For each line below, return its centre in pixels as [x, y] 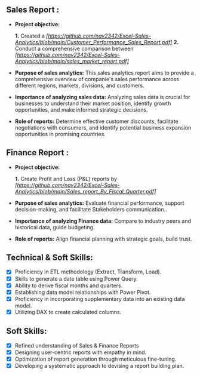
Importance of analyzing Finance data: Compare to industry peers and [103, 221]
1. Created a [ [31, 36]
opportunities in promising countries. [60, 134]
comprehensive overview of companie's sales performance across [97, 79]
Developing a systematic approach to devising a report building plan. [99, 365]
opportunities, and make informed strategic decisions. [81, 109]
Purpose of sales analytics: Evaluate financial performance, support [99, 203]
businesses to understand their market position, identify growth [93, 103]
